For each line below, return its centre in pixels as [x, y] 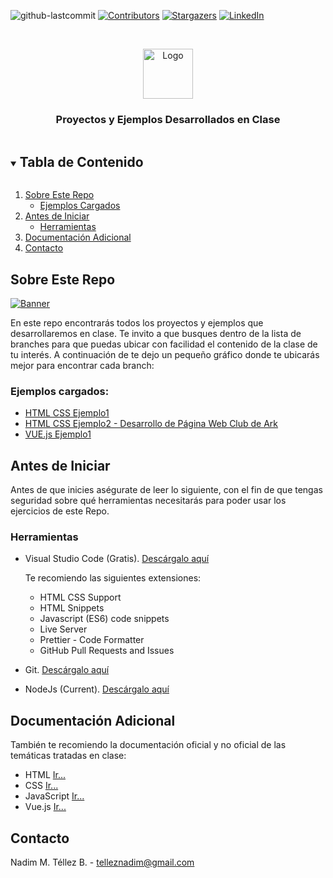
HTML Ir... [45, 775]
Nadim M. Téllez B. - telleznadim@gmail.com [102, 862]
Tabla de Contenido [81, 161]
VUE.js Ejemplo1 [58, 434]
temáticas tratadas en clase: [68, 756]
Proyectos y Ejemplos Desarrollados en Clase [168, 119]
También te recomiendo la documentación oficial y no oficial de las [148, 745]
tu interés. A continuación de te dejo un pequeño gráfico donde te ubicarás [165, 354]
